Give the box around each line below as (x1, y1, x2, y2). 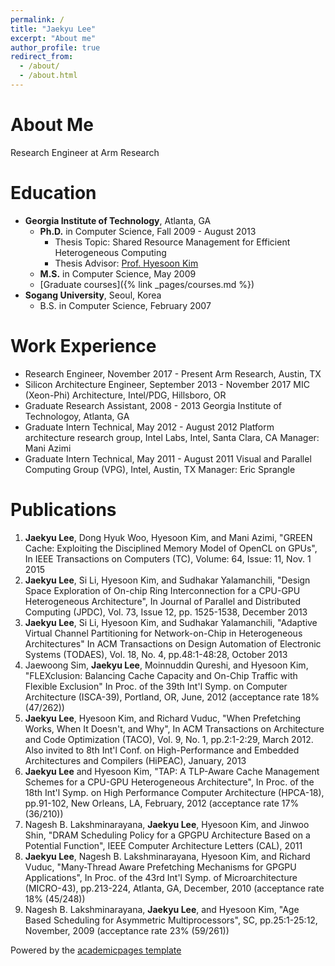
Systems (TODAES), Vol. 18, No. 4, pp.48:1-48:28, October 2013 (24, 648, 288, 660)
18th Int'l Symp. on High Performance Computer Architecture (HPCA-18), (24, 786, 325, 798)
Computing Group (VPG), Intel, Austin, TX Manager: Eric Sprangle (24, 463, 296, 475)
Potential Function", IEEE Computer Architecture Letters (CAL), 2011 (24, 839, 303, 851)
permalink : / (10, 14, 65, 25)
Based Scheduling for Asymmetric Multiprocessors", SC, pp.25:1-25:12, (24, 914, 318, 926)
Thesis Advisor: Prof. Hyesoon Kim (54, 257, 199, 269)
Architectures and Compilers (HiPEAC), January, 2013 (24, 754, 247, 766)
